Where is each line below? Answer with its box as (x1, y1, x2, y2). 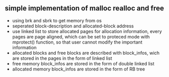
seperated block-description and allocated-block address (12, 23, 134, 29)
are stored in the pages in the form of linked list (12, 55, 112, 61)
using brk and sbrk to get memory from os (12, 17, 102, 23)
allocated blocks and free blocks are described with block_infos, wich (12, 50, 160, 56)
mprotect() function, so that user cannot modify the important (12, 39, 143, 45)
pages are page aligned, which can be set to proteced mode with (12, 33, 150, 40)
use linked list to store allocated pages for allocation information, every (12, 28, 162, 34)
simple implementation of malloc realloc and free (5, 4, 164, 13)
